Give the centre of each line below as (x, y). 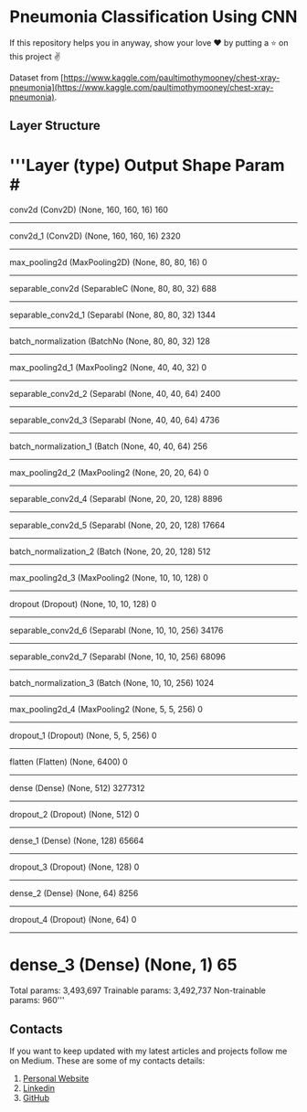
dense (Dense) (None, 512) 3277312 (77, 788)
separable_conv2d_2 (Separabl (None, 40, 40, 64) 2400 (115, 394)
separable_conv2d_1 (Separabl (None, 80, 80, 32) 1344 (113, 315)
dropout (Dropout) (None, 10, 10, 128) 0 (83, 604)
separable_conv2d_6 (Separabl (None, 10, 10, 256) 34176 (116, 631)
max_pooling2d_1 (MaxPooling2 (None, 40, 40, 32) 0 (108, 368)
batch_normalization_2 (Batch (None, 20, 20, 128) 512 (110, 551)
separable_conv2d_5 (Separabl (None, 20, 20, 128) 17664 (117, 525)
